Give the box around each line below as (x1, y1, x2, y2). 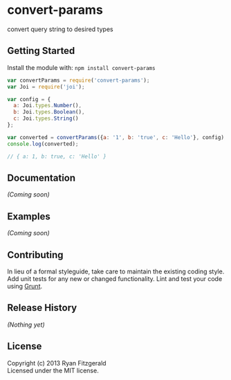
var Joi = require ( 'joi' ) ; (7, 83, 85, 90)
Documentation (7, 172, 76, 183)
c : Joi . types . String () (13, 115, 79, 123)
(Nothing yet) (7, 320, 45, 329)
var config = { (7, 96, 51, 102)
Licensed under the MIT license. (7, 366, 99, 374)
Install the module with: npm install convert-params (7, 63, 156, 71)
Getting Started (7, 45, 75, 57)
